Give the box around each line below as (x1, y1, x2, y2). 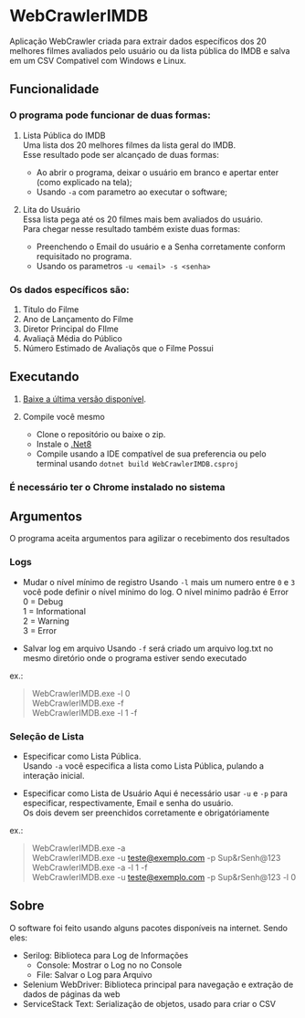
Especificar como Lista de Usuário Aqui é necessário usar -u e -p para (22, 788, 288, 799)
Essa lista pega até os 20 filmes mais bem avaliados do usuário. (22, 214, 263, 225)
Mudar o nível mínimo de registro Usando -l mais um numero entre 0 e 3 (22, 576, 295, 587)
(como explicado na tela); (36, 176, 132, 187)
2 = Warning (22, 615, 70, 626)
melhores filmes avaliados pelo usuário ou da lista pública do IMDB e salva (9, 45, 290, 56)
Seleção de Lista (9, 729, 85, 742)
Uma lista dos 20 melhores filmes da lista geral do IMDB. (22, 139, 237, 151)
